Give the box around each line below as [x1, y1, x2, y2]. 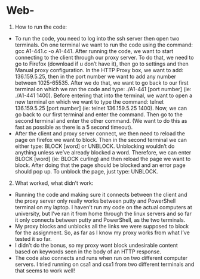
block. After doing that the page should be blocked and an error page [14, 162, 186, 169]
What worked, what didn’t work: [14, 179, 94, 187]
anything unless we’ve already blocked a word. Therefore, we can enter [14, 148, 192, 156]
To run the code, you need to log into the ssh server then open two [14, 35, 180, 42]
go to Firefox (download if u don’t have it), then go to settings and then [14, 60, 189, 67]
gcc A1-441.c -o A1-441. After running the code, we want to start [14, 47, 174, 54]
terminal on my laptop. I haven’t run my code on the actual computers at [14, 203, 192, 210]
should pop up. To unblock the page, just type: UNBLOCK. [14, 168, 158, 175]
